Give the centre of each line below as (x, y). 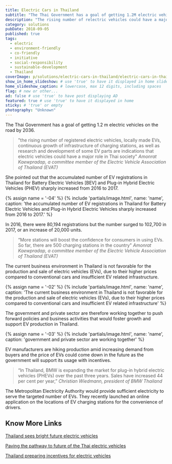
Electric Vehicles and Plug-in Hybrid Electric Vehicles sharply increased (81, 209)
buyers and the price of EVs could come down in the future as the (75, 355)
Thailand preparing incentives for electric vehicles (58, 456)
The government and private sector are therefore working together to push (84, 313)
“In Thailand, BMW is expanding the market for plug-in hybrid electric (91, 370)
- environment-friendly (35, 48)
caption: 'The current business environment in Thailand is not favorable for (84, 292)
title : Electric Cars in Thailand (42, 10)
